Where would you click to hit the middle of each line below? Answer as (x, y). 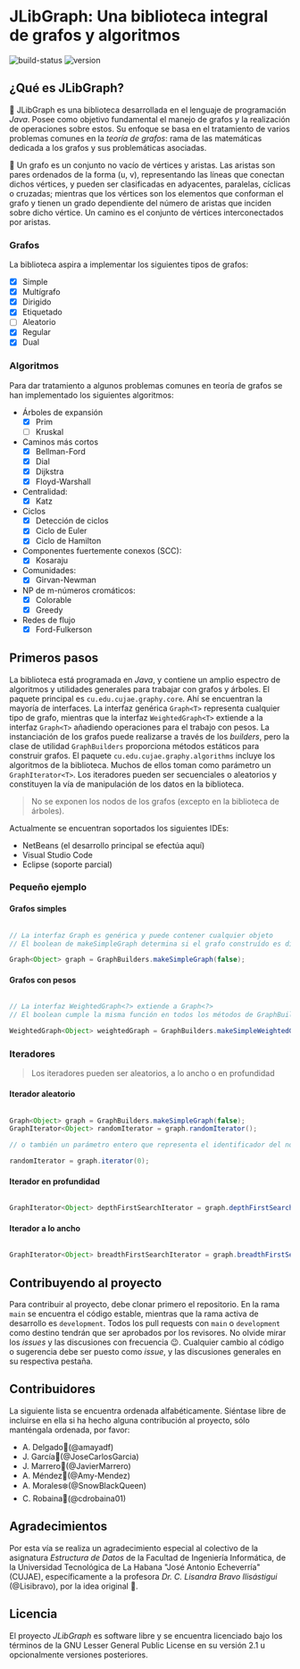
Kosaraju (52, 561)
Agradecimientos (58, 1527)
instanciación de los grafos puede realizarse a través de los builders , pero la (150, 736)
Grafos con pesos (43, 980)
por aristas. (30, 221)
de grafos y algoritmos (95, 35)
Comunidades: (49, 571)
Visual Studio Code (58, 855)
